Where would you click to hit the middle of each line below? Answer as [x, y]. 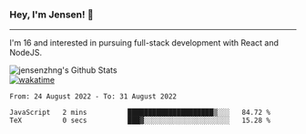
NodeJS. [26, 53]
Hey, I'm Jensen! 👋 [51, 15]
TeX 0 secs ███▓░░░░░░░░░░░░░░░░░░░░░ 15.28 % [140, 121]
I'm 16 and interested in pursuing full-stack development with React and [144, 43]
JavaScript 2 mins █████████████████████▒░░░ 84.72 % [140, 113]
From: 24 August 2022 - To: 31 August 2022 [93, 97]
